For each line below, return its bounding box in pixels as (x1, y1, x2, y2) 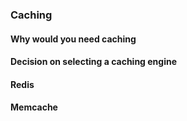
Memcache (10, 101, 58, 113)
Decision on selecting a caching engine (10, 56, 178, 68)
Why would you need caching (10, 33, 137, 45)
